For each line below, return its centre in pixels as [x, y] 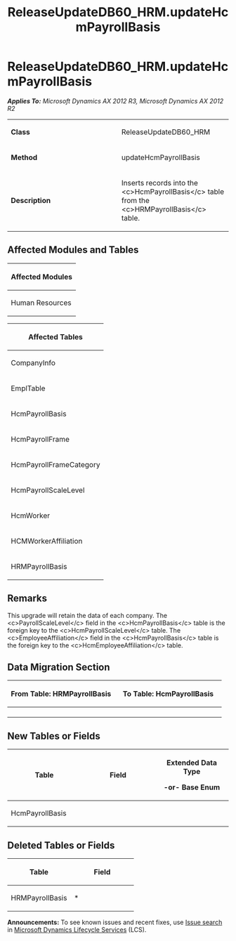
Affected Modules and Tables [73, 250]
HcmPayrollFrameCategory [55, 464]
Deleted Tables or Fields [61, 845]
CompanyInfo [33, 362]
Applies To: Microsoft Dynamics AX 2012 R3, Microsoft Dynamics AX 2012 [116, 101]
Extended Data [192, 763]
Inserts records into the [160, 183]
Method [24, 157]
